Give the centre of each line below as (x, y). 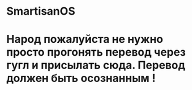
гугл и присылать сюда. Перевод (96, 65)
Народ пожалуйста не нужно (85, 39)
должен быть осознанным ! (81, 78)
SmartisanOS (41, 11)
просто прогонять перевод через (96, 52)
